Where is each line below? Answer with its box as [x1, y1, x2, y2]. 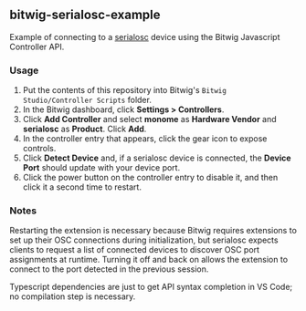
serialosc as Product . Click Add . [22, 123, 147, 135]
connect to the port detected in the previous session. [9, 264, 209, 275]
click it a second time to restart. [22, 181, 142, 192]
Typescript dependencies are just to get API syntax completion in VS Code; [9, 282, 293, 293]
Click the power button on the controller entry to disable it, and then [22, 172, 279, 183]
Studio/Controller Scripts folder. [22, 95, 153, 106]
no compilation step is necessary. [9, 291, 136, 302]
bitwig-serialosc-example [9, 7, 162, 23]
